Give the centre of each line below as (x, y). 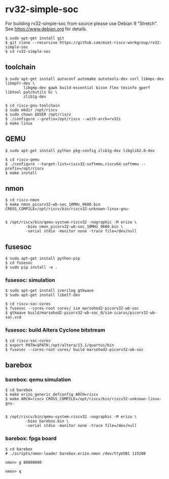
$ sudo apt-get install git (35, 38)
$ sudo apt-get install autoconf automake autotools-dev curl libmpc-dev (85, 79)
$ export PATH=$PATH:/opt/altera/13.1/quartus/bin (60, 345)
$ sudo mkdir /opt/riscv (31, 110)
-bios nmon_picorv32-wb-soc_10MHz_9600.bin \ (74, 227)
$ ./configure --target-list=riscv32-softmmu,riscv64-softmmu (72, 164)
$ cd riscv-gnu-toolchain (32, 105)
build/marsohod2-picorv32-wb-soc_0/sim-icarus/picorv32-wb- (92, 313)
